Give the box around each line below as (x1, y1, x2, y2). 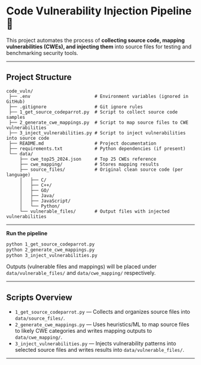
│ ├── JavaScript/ (19, 198, 71, 204)
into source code (6, 135, 50, 141)
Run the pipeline (6, 229, 48, 237)
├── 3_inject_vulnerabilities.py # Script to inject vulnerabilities (8, 130, 186, 136)
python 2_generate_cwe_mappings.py (6, 247, 95, 253)
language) (6, 171, 31, 177)
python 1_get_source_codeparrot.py (6, 241, 95, 247)
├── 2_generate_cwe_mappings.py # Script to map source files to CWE (8, 119, 188, 125)
